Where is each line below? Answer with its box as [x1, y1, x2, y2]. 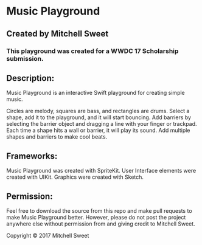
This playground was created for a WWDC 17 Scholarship [6, 47, 179, 55]
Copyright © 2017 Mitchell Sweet [6, 232, 89, 239]
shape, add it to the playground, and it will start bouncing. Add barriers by [6, 114, 192, 121]
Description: [6, 73, 55, 83]
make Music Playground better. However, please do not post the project [6, 213, 186, 221]
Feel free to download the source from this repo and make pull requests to [6, 207, 193, 214]
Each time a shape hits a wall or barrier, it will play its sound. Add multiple [6, 126, 190, 134]
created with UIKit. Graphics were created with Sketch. [6, 173, 144, 181]
